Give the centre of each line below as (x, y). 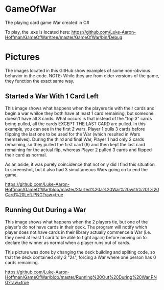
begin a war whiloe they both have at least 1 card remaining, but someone (79, 113)
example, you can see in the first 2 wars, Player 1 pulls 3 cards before (75, 129)
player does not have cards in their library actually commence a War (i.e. (78, 232)
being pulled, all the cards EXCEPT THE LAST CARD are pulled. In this (75, 124)
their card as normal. (26, 155)
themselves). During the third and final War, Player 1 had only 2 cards (75, 139)
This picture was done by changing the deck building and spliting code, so (80, 252)
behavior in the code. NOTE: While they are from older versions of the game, (82, 76)
